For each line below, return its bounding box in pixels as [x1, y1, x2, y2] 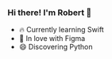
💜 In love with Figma [18, 34, 86, 43]
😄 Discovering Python [18, 42, 93, 52]
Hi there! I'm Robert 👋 [7, 7, 92, 18]
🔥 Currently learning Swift [18, 25, 104, 35]
